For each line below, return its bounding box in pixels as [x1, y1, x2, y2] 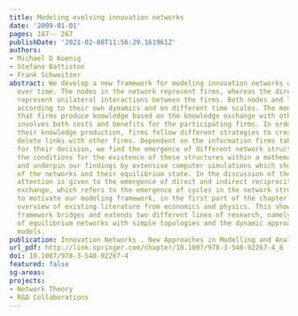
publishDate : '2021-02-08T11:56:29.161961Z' [9, 37, 176, 47]
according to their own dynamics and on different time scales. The [17, 104, 276, 112]
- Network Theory [9, 284, 74, 293]
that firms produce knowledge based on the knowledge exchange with [17, 112, 276, 120]
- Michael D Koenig [9, 54, 82, 63]
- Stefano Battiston [9, 63, 86, 72]
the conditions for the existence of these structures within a [17, 152, 260, 162]
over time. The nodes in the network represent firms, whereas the [17, 87, 272, 96]
